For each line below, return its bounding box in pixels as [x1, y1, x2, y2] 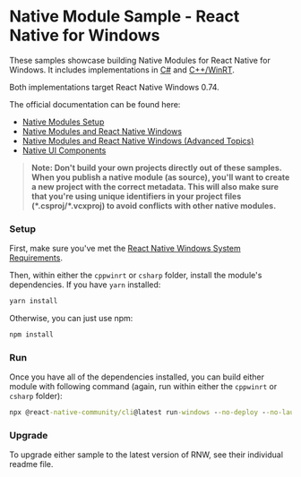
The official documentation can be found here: [9, 98, 181, 109]
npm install [9, 330, 54, 339]
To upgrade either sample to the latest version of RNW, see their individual [9, 449, 284, 460]
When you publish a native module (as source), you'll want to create [30, 172, 290, 183]
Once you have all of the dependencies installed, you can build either [9, 371, 265, 382]
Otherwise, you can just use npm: [9, 313, 133, 324]
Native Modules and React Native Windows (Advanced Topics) [21, 135, 254, 146]
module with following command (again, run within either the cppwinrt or [9, 381, 278, 392]
